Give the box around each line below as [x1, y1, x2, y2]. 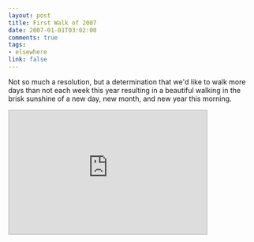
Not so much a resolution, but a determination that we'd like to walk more [8, 76, 246, 87]
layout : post [8, 11, 51, 20]
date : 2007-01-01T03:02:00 [8, 26, 97, 34]
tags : [8, 41, 26, 49]
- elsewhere [8, 48, 47, 56]
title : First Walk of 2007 [8, 19, 97, 27]
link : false [8, 56, 47, 64]
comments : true [8, 33, 58, 42]
